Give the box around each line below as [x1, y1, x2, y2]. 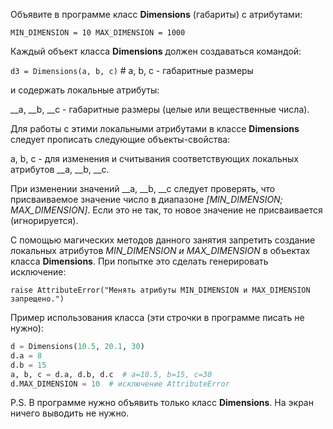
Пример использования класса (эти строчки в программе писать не [10, 312, 305, 323]
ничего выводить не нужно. [10, 407, 130, 419]
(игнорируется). [10, 215, 79, 226]
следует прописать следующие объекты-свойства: [10, 134, 231, 145]
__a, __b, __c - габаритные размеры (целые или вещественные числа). [10, 104, 310, 115]
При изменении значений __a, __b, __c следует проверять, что [10, 183, 276, 194]
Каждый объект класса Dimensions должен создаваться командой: [10, 45, 302, 57]
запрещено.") [10, 294, 65, 304]
